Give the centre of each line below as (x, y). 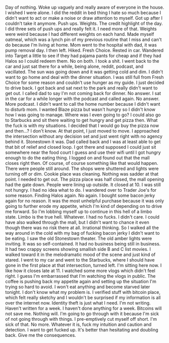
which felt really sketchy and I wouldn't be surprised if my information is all (83, 297)
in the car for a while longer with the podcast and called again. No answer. (82, 99)
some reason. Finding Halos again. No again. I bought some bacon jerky (80, 195)
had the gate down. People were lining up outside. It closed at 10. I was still (83, 185)
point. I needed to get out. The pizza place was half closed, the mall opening (85, 179)
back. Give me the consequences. (41, 335)
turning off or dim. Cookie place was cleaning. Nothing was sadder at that (82, 174)
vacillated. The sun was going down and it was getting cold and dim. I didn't (84, 72)
